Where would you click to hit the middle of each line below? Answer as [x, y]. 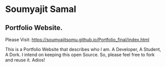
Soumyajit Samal [41, 9]
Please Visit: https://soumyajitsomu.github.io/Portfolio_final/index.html [77, 39]
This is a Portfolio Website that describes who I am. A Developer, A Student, [83, 49]
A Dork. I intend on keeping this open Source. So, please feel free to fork [80, 54]
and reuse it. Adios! [25, 60]
